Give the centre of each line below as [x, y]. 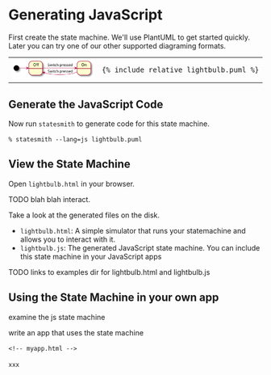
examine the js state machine [57, 317]
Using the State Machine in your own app [114, 298]
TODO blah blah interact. [50, 199]
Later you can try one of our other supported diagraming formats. [117, 45]
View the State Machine [69, 164]
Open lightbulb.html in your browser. [72, 183]
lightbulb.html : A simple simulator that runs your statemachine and [133, 230]
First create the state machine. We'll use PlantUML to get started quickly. [129, 37]
